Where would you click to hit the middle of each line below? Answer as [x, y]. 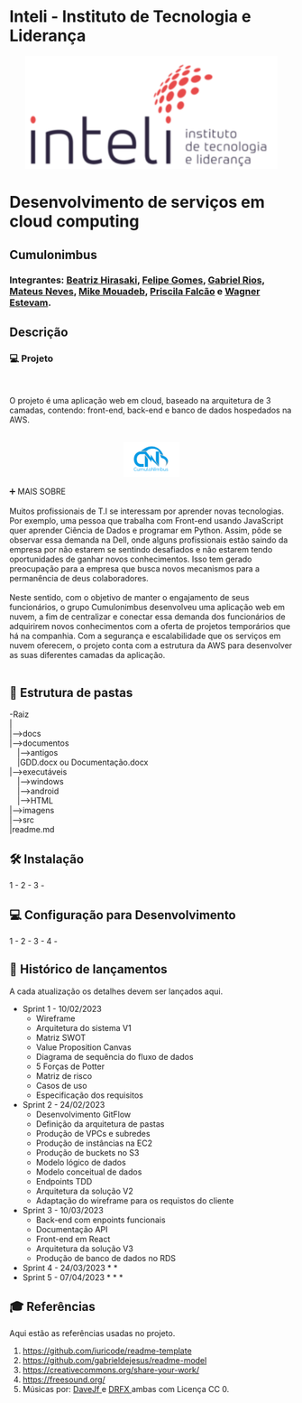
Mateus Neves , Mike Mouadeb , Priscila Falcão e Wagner [135, 292]
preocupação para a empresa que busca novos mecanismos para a [134, 568]
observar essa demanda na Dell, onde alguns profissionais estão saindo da [149, 540]
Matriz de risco [64, 1075]
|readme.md [32, 830]
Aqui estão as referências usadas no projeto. [92, 1333]
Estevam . [30, 302]
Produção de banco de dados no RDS [106, 1258]
